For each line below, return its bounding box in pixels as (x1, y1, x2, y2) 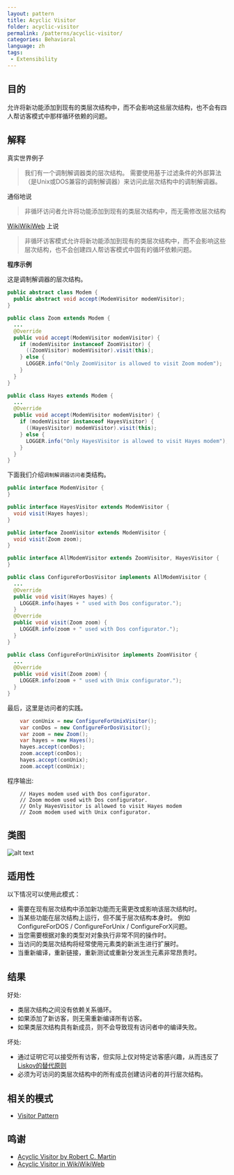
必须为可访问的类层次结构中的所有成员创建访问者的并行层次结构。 (17, 1070, 207, 1079)
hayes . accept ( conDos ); (19, 744, 86, 751)
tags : (7, 50, 23, 57)
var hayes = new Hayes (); (19, 737, 95, 744)
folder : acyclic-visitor (7, 23, 79, 30)
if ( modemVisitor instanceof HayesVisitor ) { (19, 418, 155, 426)
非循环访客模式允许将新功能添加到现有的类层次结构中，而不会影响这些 (24, 237, 226, 245)
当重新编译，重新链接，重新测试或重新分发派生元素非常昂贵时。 (17, 948, 201, 957)
